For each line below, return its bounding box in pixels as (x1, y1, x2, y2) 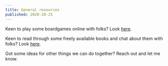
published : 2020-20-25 (5, 12, 53, 17)
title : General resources (5, 7, 60, 12)
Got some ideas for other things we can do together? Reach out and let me (5, 50, 160, 56)
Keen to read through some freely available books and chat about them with (5, 35, 163, 41)
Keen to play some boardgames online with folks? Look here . (5, 25, 132, 31)
